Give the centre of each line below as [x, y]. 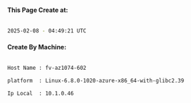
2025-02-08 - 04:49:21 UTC [47, 31]
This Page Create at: [38, 10]
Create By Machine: [37, 47]
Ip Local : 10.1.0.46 [41, 94]
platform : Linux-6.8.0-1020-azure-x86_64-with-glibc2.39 [96, 81]
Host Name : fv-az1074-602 [47, 68]
